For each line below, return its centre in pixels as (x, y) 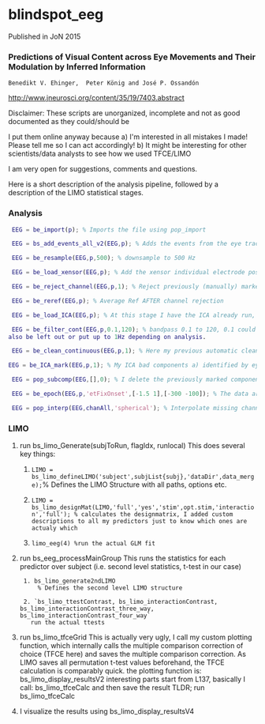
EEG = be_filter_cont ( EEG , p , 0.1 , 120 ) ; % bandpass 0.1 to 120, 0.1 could (134, 330)
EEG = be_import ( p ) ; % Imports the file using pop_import (109, 230)
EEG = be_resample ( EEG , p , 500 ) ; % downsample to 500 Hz (103, 258)
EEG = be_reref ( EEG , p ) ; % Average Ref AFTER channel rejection (118, 301)
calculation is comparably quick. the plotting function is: (110, 671)
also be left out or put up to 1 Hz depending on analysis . (107, 337)
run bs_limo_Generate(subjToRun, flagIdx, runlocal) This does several (132, 446)
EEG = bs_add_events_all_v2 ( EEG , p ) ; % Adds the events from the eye (127, 244)
